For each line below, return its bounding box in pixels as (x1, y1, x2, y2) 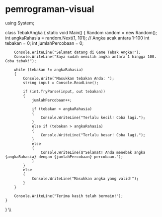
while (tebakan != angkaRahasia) (14, 67, 83, 72)
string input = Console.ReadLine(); (23, 80, 99, 85)
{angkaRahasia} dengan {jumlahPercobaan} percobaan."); (5, 154, 123, 159)
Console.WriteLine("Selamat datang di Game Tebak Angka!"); (14, 50, 141, 55)
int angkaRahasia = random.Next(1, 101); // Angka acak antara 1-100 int (5, 35, 150, 41)
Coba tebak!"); (5, 58, 37, 63)
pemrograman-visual (5, 3, 94, 15)
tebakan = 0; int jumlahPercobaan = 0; (5, 40, 84, 46)
